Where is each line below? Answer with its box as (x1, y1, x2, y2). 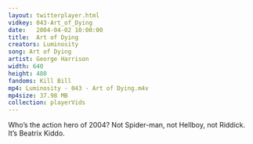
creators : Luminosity (8, 41, 79, 49)
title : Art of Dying (8, 33, 79, 41)
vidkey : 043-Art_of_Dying (8, 19, 92, 27)
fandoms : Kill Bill (8, 77, 72, 85)
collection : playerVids (8, 99, 86, 106)
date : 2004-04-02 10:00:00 (8, 26, 103, 34)
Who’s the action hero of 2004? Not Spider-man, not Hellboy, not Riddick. (8, 121, 246, 130)
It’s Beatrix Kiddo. (8, 128, 65, 138)
